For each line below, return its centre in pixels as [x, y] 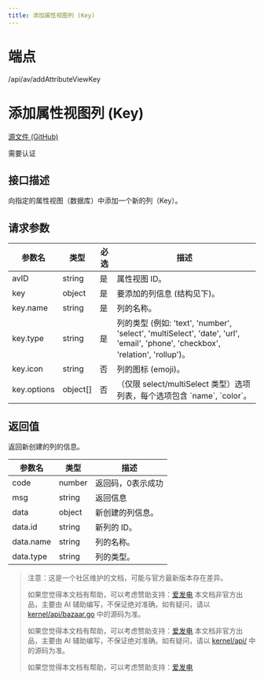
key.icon [27, 369]
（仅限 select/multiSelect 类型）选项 [183, 384]
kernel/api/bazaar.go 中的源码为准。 [86, 614]
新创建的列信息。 [127, 512]
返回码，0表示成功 [129, 483]
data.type [30, 556]
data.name [32, 541]
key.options [33, 390]
